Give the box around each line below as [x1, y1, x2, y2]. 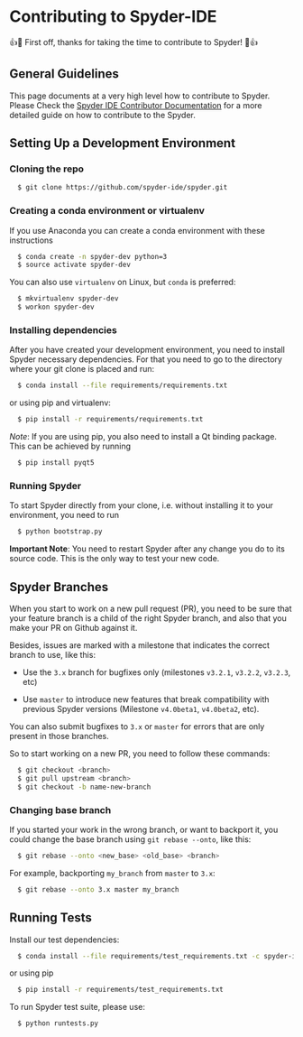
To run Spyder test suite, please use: [9, 1002, 146, 1013]
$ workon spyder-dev [17, 302, 95, 312]
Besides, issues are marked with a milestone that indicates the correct [9, 640, 271, 651]
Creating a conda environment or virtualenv [9, 205, 205, 218]
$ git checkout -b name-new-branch [17, 782, 151, 792]
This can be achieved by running [9, 440, 132, 452]
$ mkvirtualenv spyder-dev [17, 294, 119, 303]
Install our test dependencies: [9, 934, 120, 945]
